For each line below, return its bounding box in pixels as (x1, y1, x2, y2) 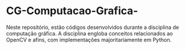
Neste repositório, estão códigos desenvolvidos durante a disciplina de (6, 24, 179, 31)
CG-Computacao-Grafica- (6, 4, 138, 18)
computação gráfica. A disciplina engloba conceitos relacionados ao (6, 30, 173, 37)
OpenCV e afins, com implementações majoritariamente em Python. (6, 36, 172, 43)
